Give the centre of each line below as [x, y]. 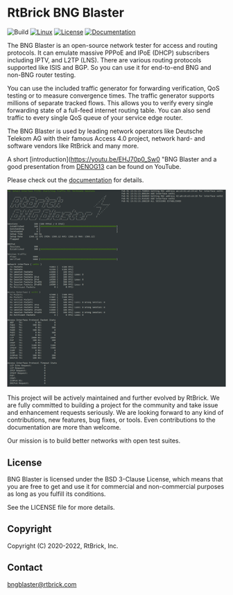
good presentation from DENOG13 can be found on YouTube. [94, 166]
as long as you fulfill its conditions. [57, 494]
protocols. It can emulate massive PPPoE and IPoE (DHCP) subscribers [109, 53]
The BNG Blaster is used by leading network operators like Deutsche [105, 131]
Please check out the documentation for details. [76, 180]
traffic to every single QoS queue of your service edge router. [95, 117]
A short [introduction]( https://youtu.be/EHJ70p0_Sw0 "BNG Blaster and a [112, 159]
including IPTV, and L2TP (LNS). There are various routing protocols [104, 60]
